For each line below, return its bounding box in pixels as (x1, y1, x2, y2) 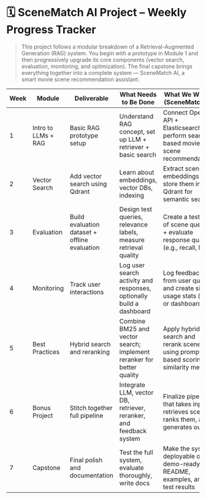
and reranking (69, 347, 110, 356)
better (119, 363, 137, 371)
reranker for (119, 355, 154, 363)
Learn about (119, 168, 154, 176)
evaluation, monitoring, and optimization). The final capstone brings (21, 63, 193, 70)
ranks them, (162, 415, 197, 424)
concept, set (119, 127, 156, 136)
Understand (119, 112, 154, 120)
